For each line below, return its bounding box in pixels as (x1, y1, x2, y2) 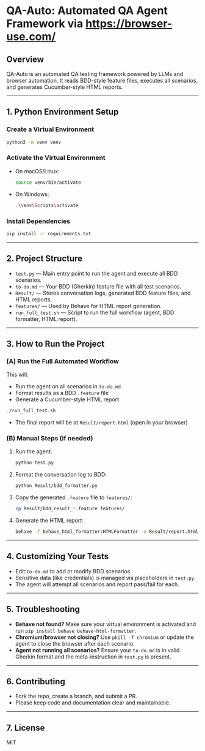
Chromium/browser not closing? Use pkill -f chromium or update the (15, 633, 194, 641)
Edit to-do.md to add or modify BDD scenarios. (15, 567, 132, 575)
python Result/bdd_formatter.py (15, 483, 98, 489)
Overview (6, 54, 45, 64)
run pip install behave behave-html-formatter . (15, 627, 136, 634)
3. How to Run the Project (6, 338, 105, 349)
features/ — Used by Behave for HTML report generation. (15, 302, 162, 309)
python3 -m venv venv (6, 139, 62, 145)
